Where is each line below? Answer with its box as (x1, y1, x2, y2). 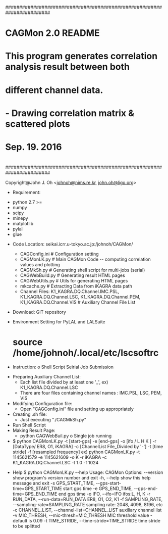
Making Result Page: (12, 427, 55, 433)
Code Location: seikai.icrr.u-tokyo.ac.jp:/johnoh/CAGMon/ (12, 241, 133, 247)
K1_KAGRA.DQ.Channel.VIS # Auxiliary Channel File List (20, 299, 136, 305)
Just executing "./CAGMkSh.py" (20, 417, 87, 423)
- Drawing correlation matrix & (5, 107, 135, 119)
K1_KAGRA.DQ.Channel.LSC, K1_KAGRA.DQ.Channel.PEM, (20, 294, 141, 300)
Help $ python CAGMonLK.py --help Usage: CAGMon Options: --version (12, 469, 163, 475)
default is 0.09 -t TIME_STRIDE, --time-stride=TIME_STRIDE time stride (12, 518, 160, 524)
